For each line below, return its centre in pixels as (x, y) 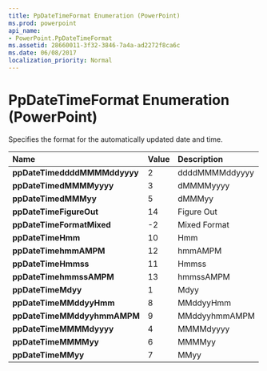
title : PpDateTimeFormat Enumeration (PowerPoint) (94, 16)
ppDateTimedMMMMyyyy (63, 185)
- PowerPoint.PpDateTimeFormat (60, 38)
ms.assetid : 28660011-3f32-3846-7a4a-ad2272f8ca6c (94, 46)
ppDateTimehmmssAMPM (63, 276)
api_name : (25, 30)
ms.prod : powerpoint (43, 23)
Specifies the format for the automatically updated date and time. (116, 139)
